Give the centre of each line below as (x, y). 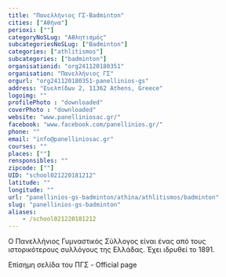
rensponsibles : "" (38, 161)
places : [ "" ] (29, 153)
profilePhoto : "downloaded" (56, 103)
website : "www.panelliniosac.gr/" (65, 117)
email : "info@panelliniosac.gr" (61, 139)
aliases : (22, 212)
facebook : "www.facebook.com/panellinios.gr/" (86, 124)
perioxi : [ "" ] (31, 30)
